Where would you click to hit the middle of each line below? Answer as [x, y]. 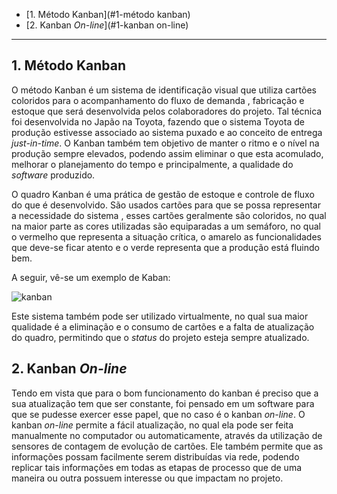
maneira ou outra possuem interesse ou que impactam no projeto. [147, 478]
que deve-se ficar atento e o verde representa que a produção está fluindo [165, 247]
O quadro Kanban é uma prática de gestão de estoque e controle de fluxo [163, 194]
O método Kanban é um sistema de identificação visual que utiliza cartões [164, 90]
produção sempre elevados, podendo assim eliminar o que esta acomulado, [167, 153]
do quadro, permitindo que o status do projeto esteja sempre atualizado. [160, 337]
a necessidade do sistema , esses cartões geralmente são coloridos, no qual [169, 215]
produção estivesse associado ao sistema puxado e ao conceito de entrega [167, 132]
